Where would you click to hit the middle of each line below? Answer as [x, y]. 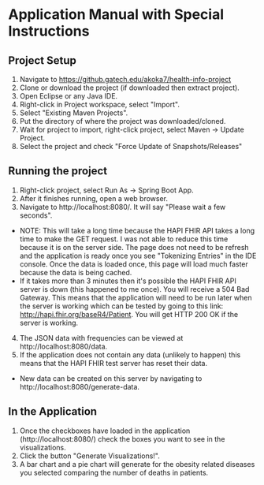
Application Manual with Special [116, 15]
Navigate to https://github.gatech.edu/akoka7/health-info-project [125, 79]
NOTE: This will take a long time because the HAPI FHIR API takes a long [137, 230]
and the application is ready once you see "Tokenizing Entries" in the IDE [138, 256]
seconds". [36, 215]
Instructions [49, 31]
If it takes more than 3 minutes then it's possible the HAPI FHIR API [128, 281]
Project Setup [43, 60]
